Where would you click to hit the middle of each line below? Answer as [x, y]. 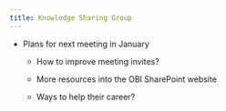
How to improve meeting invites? [98, 61]
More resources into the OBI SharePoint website [126, 79]
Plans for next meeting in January [86, 44]
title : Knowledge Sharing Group [71, 18]
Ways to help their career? [86, 96]
